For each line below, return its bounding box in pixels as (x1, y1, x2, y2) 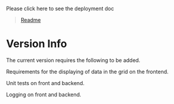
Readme (20, 17, 41, 23)
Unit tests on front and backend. (6, 79, 84, 86)
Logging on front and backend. (6, 91, 81, 98)
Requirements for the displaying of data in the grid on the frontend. (6, 68, 169, 75)
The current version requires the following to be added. (6, 56, 140, 64)
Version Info (6, 37, 67, 51)
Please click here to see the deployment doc (6, 5, 114, 12)
